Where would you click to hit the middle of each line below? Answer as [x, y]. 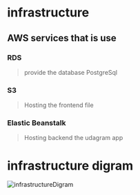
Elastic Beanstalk [37, 123]
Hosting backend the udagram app [73, 138]
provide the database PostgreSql [71, 72]
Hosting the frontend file [59, 105]
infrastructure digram [70, 165]
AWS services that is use [62, 38]
